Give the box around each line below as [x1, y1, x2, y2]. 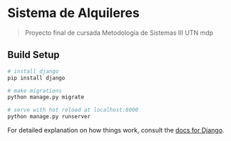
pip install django [7, 74, 66, 81]
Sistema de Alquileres [7, 5, 140, 21]
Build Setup [7, 49, 60, 61]
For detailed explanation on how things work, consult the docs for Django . [7, 126, 225, 134]
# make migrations [7, 87, 62, 94]
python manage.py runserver [7, 113, 91, 120]
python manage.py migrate [7, 94, 84, 101]
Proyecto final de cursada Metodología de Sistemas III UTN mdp [24, 28, 214, 37]
